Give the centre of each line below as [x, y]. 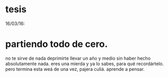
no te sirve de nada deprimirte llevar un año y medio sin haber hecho [78, 58]
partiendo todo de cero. [57, 44]
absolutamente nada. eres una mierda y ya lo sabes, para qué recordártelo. [85, 63]
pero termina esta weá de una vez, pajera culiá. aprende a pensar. [75, 69]
